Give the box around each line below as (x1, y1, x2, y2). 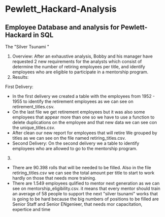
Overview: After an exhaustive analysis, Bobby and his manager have (12, 53, 153, 59)
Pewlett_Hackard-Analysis (5, 3, 117, 15)
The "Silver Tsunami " (5, 44, 49, 50)
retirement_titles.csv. (12, 104, 55, 109)
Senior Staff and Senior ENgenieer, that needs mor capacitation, (12, 201, 143, 207)
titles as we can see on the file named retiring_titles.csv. (12, 135, 126, 141)
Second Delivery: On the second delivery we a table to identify (12, 140, 139, 146)
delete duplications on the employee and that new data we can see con (12, 120, 157, 125)
